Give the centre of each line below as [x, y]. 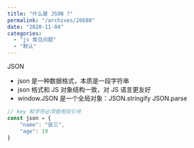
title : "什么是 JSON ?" [40, 14]
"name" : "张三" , [42, 125]
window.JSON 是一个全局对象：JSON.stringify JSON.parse [102, 98]
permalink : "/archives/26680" [51, 20]
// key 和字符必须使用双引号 [44, 112]
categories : [24, 33]
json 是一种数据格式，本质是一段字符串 [73, 81]
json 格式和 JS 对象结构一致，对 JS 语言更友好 [84, 89]
